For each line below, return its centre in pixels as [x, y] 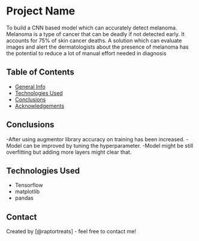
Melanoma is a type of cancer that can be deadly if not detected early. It [95, 34]
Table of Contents [40, 72]
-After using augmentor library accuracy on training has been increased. [95, 139]
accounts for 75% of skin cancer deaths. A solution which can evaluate [94, 40]
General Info [30, 87]
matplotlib [27, 192]
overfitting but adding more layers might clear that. [69, 152]
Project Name [41, 11]
